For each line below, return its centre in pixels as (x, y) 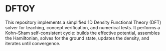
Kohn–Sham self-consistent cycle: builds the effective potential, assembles (82, 33)
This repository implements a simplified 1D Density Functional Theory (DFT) (83, 22)
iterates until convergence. (33, 43)
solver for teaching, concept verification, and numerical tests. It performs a (83, 27)
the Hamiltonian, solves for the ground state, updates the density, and (77, 38)
